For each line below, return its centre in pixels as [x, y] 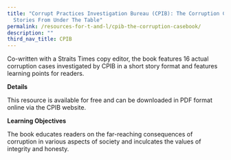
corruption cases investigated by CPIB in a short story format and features [112, 66]
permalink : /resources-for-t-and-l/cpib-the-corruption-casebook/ [104, 26]
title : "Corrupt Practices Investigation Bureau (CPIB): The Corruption [113, 13]
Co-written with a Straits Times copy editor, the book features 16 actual [108, 59]
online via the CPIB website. [47, 108]
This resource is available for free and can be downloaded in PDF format [110, 100]
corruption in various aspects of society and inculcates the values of [104, 141]
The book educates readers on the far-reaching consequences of [100, 134]
